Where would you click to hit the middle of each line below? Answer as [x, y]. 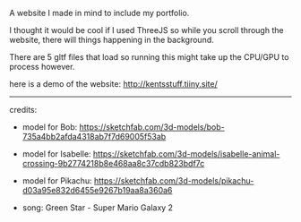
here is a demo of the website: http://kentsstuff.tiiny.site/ [113, 84]
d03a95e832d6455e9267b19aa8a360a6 [97, 190]
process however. [42, 67]
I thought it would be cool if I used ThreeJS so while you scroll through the [146, 30]
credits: [23, 110]
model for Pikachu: [57, 181]
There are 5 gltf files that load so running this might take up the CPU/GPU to [149, 57]
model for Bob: [50, 127]
